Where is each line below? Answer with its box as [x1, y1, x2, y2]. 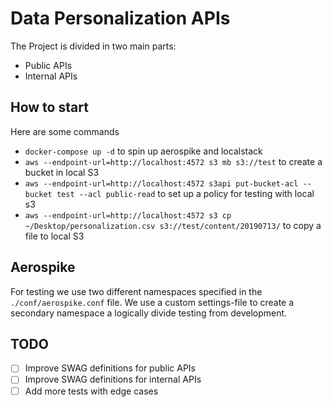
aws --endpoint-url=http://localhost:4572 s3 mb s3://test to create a [24, 155, 323, 167]
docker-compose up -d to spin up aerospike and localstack [24, 145, 263, 157]
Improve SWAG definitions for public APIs [24, 362, 196, 374]
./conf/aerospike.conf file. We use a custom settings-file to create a [10, 296, 295, 308]
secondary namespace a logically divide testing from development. [10, 307, 288, 319]
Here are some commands [10, 125, 120, 137]
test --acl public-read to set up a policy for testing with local [56, 187, 315, 199]
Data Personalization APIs [10, 7, 231, 30]
